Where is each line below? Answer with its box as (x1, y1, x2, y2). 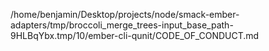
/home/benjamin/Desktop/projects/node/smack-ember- (10, 9, 240, 20)
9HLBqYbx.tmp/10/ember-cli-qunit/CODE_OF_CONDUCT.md (10, 30, 260, 41)
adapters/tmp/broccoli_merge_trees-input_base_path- (10, 19, 234, 31)
